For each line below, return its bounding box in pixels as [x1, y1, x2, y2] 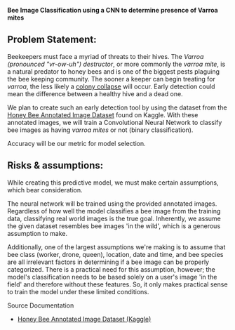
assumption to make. [7, 229, 68, 237]
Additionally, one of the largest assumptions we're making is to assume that [7, 242, 226, 251]
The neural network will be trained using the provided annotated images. [7, 199, 217, 208]
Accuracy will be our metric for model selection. [7, 139, 146, 147]
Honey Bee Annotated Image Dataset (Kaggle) [17, 315, 152, 323]
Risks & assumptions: [7, 159, 104, 171]
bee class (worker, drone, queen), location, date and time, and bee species [7, 250, 224, 258]
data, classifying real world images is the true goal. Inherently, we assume [7, 214, 221, 223]
